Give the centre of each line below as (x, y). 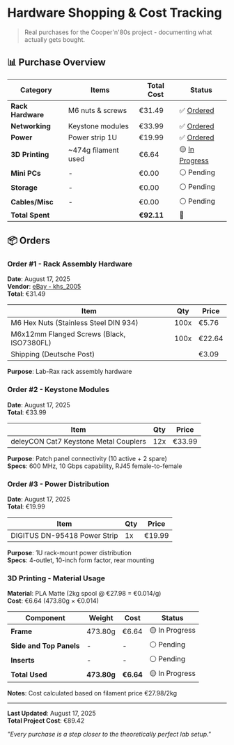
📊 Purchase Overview (56, 62)
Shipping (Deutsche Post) (53, 354)
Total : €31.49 (26, 294)
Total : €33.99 (27, 412)
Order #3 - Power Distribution (58, 484)
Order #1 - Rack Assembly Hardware (70, 264)
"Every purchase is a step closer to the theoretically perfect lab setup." (109, 735)
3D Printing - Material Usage (56, 578)
